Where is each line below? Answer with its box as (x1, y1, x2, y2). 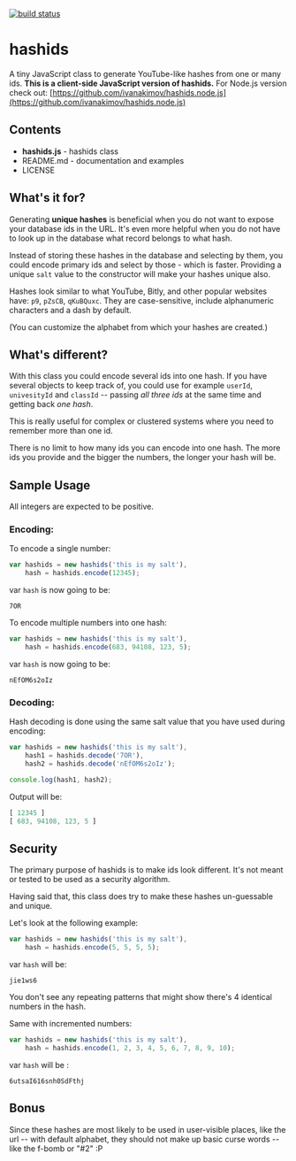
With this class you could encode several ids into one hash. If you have (9, 371, 268, 381)
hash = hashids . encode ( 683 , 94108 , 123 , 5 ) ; (25, 642, 192, 652)
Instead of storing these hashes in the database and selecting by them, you (9, 250, 284, 260)
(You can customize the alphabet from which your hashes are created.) (9, 321, 268, 332)
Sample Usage (9, 478, 91, 493)
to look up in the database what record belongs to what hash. (9, 233, 232, 243)
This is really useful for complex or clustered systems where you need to (9, 416, 274, 427)
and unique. (9, 901, 53, 911)
